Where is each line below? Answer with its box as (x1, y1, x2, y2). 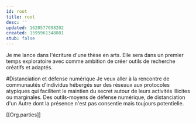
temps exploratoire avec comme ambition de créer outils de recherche (6, 58, 176, 65)
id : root (6, 8, 27, 15)
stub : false (6, 36, 35, 41)
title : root (6, 14, 35, 20)
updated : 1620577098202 (6, 24, 64, 31)
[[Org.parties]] (6, 111, 41, 118)
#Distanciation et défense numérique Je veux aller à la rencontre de (6, 75, 170, 82)
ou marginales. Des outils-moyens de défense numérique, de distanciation (6, 94, 185, 101)
